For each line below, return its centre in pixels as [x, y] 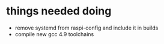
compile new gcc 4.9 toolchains [54, 34]
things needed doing [59, 11]
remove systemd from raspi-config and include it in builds [87, 28]
